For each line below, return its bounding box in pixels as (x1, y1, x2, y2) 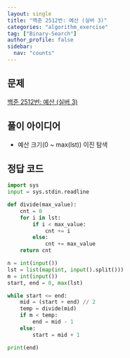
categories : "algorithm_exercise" (7, 23, 109, 30)
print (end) (7, 344, 39, 351)
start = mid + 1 (32, 331, 80, 338)
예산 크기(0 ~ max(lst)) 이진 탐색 (17, 140, 108, 149)
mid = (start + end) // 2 (20, 299, 96, 306)
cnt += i (44, 227, 71, 235)
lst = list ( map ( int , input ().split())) (7, 266, 124, 273)
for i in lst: (20, 214, 61, 221)
